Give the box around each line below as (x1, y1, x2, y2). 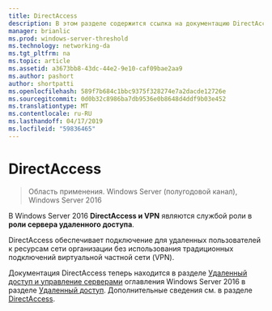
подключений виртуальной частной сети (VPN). (8, 252, 175, 262)
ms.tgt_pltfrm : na (8, 49, 70, 58)
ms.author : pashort (8, 72, 74, 80)
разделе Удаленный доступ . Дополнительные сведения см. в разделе (8, 285, 253, 295)
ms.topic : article (8, 58, 70, 66)
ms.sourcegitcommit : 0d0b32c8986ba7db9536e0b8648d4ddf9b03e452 (8, 95, 227, 103)
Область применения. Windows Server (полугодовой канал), (28, 186, 238, 196)
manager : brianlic (8, 27, 70, 35)
